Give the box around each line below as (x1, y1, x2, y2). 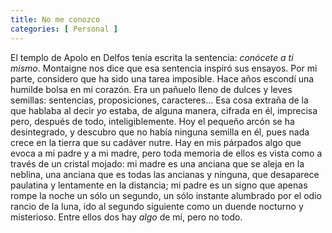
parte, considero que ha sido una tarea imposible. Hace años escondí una (10, 72, 315, 85)
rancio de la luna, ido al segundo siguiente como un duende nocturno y (10, 200, 304, 212)
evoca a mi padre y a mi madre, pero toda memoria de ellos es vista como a (10, 147, 323, 159)
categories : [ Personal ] (10, 24, 118, 34)
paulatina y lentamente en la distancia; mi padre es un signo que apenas (10, 179, 308, 191)
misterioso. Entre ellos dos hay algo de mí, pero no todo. (10, 211, 243, 223)
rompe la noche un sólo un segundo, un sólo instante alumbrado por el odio (10, 189, 322, 201)
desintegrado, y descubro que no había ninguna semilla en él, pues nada (10, 126, 310, 138)
